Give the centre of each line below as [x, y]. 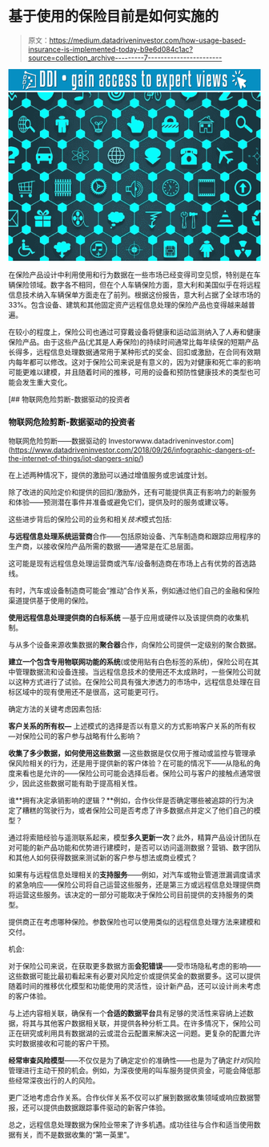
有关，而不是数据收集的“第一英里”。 [74, 1134]
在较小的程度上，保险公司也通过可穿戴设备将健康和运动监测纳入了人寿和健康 [134, 332]
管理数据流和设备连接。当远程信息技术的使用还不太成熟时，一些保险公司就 [138, 671]
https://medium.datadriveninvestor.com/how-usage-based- [148, 40]
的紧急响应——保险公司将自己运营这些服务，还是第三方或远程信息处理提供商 [134, 884]
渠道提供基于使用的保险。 [50, 600]
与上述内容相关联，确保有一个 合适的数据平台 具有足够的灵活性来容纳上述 [127, 1013]
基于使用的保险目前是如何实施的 [114, 16]
